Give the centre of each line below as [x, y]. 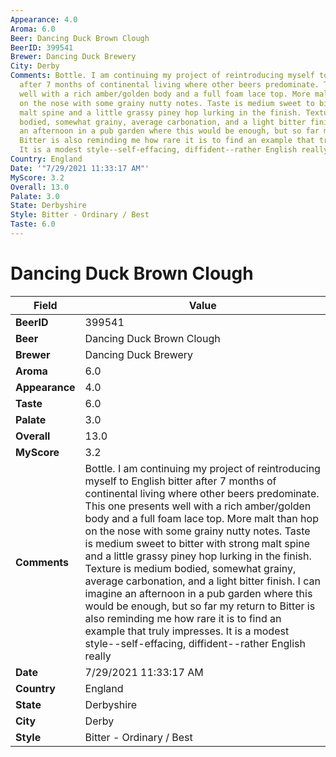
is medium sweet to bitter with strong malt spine [197, 543]
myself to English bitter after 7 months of [180, 481]
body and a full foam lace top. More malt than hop [201, 518]
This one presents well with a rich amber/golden [198, 506]
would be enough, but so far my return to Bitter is [200, 606]
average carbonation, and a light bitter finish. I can [202, 581]
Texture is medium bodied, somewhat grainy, [190, 568]
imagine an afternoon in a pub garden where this [198, 593]
